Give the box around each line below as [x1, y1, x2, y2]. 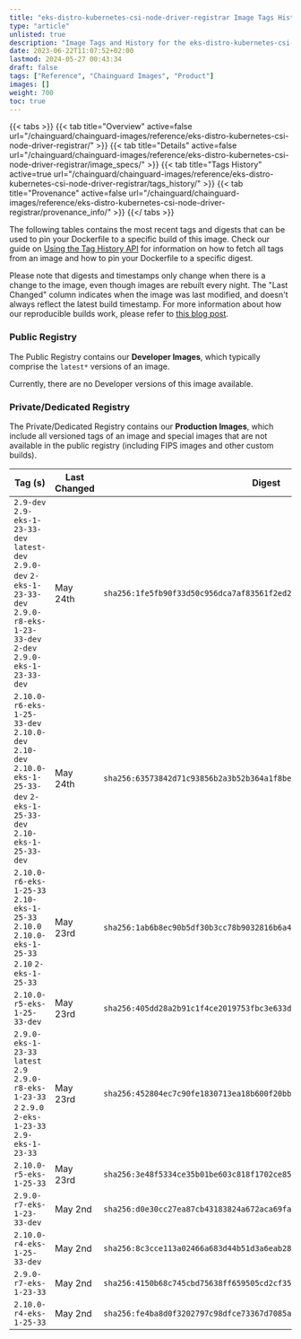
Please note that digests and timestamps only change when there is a [9, 270, 266, 281]
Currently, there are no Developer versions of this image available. [9, 378, 254, 389]
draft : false [9, 64, 58, 73]
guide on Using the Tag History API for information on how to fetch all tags [9, 243, 284, 254]
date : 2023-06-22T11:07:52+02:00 [9, 47, 134, 56]
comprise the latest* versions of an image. [9, 361, 170, 372]
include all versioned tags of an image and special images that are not [9, 430, 268, 441]
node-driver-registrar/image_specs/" [9, 159, 145, 171]
